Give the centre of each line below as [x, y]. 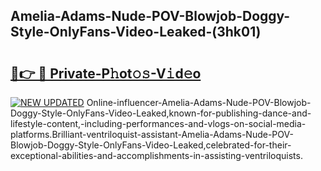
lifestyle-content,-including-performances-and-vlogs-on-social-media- [158, 123]
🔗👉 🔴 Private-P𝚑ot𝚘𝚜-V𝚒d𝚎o [106, 73]
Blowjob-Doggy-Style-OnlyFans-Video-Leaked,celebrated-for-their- [151, 145]
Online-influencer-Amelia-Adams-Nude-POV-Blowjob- [199, 102]
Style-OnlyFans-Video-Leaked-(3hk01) [136, 32]
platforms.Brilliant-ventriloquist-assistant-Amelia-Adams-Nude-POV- [152, 134]
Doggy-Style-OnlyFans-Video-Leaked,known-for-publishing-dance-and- [161, 113]
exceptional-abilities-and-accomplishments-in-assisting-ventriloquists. [156, 155]
